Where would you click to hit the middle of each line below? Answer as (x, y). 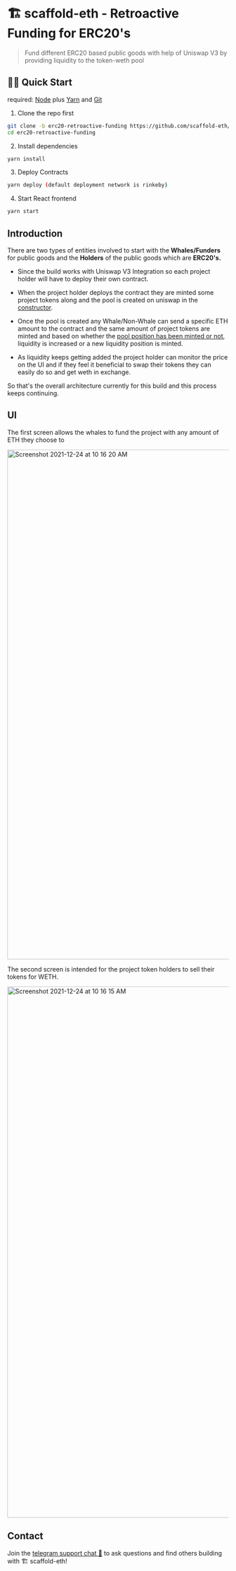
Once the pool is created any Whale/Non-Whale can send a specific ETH (123, 321)
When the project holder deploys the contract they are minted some (116, 292)
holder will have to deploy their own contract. (83, 279)
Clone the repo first (46, 113)
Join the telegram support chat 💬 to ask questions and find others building (115, 1553)
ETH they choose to (36, 440)
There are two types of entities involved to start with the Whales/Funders (114, 250)
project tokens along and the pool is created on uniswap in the (107, 300)
